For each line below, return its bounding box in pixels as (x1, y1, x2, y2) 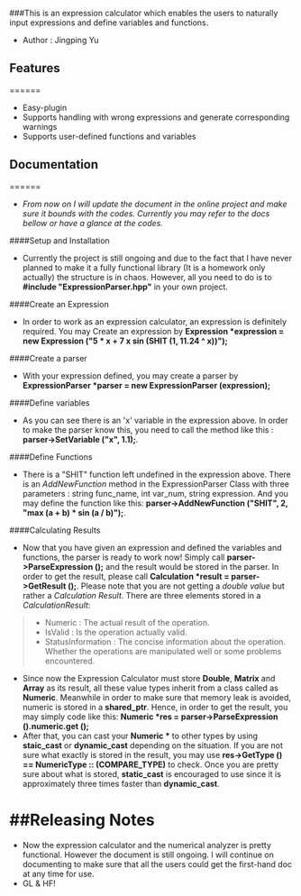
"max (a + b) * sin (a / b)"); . (22, 507, 126, 517)
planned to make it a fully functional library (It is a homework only (22, 261, 266, 273)
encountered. (44, 655, 96, 666)
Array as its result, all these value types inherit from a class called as (22, 682, 279, 693)
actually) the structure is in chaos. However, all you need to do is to (22, 271, 272, 282)
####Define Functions (9, 451, 93, 462)
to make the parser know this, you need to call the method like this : (22, 424, 274, 435)
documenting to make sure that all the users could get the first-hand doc (22, 858, 293, 869)
